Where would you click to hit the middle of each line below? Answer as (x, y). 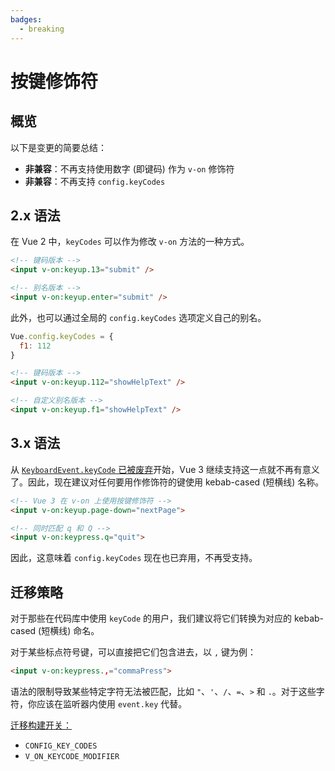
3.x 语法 (35, 443)
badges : (26, 19)
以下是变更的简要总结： (58, 147)
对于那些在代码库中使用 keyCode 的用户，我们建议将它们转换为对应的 (151, 618)
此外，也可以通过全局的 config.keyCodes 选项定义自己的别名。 (138, 317)
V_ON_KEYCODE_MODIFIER (72, 756)
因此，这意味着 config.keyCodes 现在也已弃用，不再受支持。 (134, 558)
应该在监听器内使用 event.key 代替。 (112, 703)
